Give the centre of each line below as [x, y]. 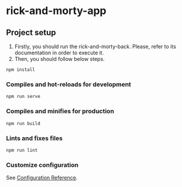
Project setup [31, 33]
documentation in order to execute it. [59, 53]
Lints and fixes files [35, 138]
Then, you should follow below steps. [60, 59]
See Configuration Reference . [42, 178]
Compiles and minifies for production [60, 111]
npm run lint [22, 150]
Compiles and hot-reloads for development [69, 84]
